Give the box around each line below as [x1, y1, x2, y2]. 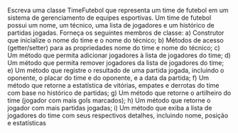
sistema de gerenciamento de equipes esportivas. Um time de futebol [7, 13, 212, 22]
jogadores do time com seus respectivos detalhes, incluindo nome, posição [7, 111, 229, 120]
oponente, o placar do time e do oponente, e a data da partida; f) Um [7, 74, 210, 82]
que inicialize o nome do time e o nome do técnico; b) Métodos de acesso [7, 36, 224, 45]
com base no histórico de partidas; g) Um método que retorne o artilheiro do [7, 88, 232, 97]
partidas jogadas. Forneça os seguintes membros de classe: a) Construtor [7, 28, 225, 37]
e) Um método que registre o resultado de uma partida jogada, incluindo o [7, 66, 225, 74]
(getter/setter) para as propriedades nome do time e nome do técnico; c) [7, 44, 220, 52]
